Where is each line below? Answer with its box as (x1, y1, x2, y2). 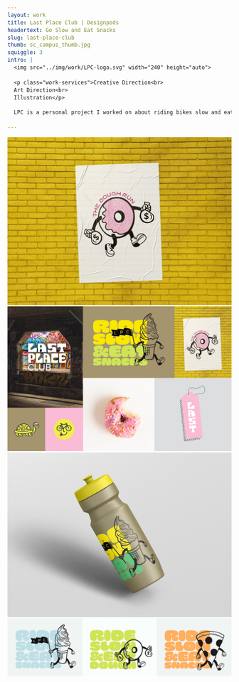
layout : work (7, 11, 46, 18)
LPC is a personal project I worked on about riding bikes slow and (14, 109, 221, 117)
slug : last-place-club (7, 34, 75, 41)
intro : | (7, 57, 33, 64)
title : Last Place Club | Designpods (7, 18, 119, 26)
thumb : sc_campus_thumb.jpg (7, 41, 91, 49)
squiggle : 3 (7, 49, 43, 56)
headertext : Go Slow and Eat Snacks (7, 26, 116, 33)
